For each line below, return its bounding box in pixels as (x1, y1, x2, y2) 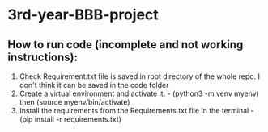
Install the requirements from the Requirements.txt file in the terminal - (19, 106, 254, 115)
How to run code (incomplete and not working (7, 38, 244, 52)
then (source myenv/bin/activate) (19, 97, 130, 106)
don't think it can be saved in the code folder (19, 80, 169, 89)
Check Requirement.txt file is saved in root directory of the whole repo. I (19, 72, 261, 81)
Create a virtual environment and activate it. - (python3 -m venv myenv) (19, 89, 260, 98)
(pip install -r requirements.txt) (19, 114, 122, 124)
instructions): (7, 50, 79, 64)
